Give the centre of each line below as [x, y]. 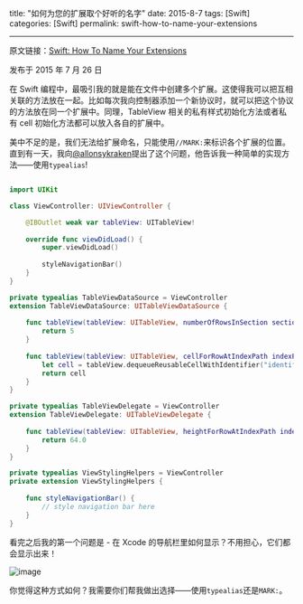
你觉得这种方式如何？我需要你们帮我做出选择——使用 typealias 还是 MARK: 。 [148, 590]
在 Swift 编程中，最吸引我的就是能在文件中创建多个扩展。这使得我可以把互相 [151, 89]
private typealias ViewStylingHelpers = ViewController [116, 473]
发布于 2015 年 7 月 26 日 [56, 70]
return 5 [58, 331]
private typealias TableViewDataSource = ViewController [119, 297]
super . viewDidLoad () [80, 248]
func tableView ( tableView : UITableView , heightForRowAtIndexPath [151, 431]
